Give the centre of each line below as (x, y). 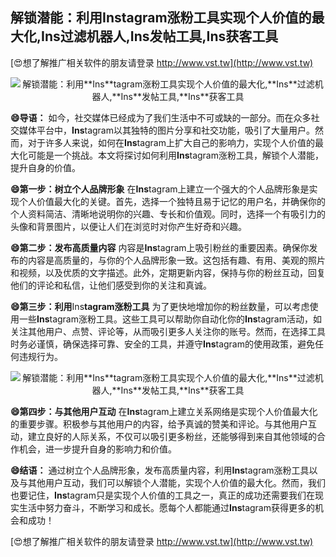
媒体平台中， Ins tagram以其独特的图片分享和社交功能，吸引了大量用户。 (166, 130)
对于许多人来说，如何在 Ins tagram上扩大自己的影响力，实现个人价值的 (171, 142)
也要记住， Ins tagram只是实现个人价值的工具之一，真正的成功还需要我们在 (162, 495)
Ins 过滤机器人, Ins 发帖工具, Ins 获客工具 (160, 36)
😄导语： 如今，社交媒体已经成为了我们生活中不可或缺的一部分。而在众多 (161, 117)
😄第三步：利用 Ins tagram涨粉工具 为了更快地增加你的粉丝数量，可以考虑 (160, 306)
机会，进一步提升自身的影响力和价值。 (97, 449)
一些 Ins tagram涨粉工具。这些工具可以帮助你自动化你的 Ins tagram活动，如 (170, 319)
